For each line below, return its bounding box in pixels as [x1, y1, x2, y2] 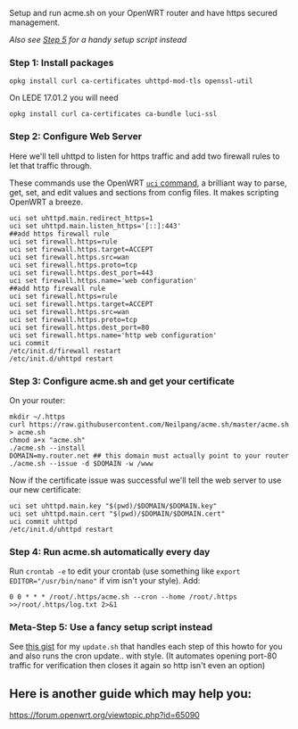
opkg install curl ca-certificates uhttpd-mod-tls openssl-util [9, 77, 253, 86]
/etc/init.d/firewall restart [9, 346, 122, 355]
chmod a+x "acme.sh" [9, 435, 87, 444]
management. [9, 17, 61, 28]
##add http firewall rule [9, 284, 105, 293]
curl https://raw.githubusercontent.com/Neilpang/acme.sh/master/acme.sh [9, 419, 290, 429]
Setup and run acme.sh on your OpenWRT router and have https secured [9, 8, 278, 18]
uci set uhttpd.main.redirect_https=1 [9, 213, 153, 222]
